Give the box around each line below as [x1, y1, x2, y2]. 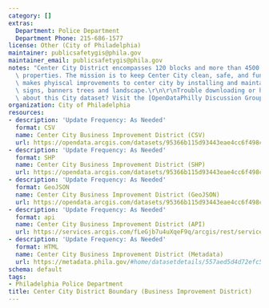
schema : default [8, 265, 62, 274]
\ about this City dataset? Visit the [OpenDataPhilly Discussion [15, 94, 242, 102]
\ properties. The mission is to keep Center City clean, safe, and [15, 71, 249, 79]
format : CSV [15, 124, 56, 132]
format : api [15, 213, 56, 221]
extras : [8, 19, 34, 27]
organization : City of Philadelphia [8, 101, 130, 109]
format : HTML [15, 243, 59, 251]
